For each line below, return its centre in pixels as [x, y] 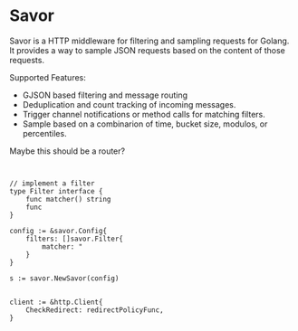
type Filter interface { [56, 191]
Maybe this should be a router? [67, 151]
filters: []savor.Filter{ [75, 239]
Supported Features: [48, 77]
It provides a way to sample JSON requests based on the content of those [147, 50]
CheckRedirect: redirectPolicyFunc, [95, 310]
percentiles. [44, 133]
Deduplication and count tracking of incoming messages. [129, 104]
